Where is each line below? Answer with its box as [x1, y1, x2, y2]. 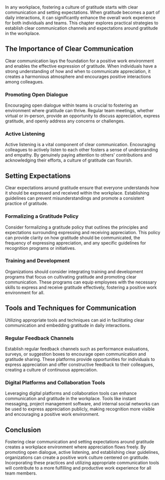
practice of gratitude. [5, 200, 48, 206]
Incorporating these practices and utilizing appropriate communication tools [5, 460, 159, 466]
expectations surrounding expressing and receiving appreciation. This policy [5, 229, 161, 235]
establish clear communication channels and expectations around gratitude [5, 25, 158, 31]
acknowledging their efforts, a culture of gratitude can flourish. [5, 158, 133, 163]
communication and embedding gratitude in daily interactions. [5, 322, 131, 328]
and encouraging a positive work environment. [5, 411, 100, 417]
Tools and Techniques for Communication [5, 304, 136, 313]
